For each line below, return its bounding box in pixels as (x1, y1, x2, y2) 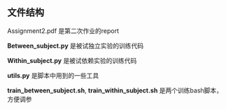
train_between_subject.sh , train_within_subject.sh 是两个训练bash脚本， (7, 86, 223, 95)
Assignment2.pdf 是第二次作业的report (7, 27, 120, 35)
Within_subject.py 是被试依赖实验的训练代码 (7, 56, 137, 64)
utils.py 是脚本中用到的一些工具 (7, 71, 99, 79)
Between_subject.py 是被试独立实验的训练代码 (7, 41, 144, 50)
